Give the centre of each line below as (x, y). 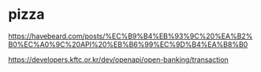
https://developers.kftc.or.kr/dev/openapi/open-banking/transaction (118, 59)
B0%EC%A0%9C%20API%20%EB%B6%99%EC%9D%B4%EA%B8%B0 (128, 44)
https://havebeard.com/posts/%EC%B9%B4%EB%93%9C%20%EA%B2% (130, 36)
